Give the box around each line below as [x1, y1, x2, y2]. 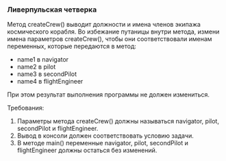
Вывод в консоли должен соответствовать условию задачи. [16, 132, 194, 140]
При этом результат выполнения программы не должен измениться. [7, 90, 210, 99]
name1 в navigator [16, 55, 69, 64]
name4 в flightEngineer [16, 77, 84, 86]
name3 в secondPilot [16, 70, 77, 78]
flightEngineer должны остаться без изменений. [16, 146, 158, 155]
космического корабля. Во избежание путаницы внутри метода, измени [7, 27, 220, 36]
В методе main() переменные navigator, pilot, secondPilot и [16, 139, 188, 147]
